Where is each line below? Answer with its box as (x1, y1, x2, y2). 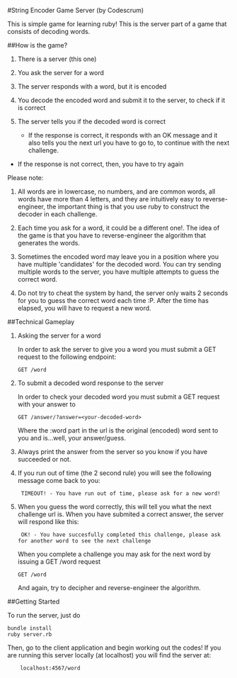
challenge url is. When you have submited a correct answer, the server (17, 510, 224, 518)
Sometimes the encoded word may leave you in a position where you (17, 252, 219, 261)
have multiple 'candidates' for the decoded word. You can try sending (17, 260, 221, 268)
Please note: (7, 174, 44, 182)
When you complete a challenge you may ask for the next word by (17, 550, 211, 558)
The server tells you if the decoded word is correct (17, 117, 166, 126)
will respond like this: (17, 518, 79, 526)
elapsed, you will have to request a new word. (17, 304, 151, 312)
